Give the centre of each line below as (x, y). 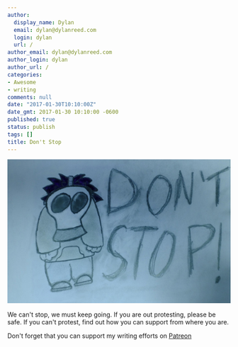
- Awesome (22, 82)
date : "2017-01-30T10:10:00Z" (52, 105)
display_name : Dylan (44, 22)
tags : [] (20, 135)
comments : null (30, 97)
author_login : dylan (38, 60)
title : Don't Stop (34, 142)
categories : (25, 74)
